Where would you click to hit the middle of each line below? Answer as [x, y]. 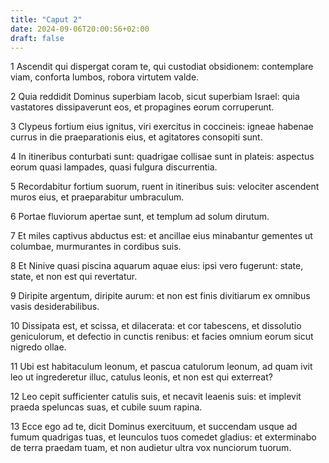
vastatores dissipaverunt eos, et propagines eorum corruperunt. [142, 107]
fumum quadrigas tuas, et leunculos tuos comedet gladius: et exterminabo [163, 437]
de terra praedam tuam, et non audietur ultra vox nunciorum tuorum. [151, 448]
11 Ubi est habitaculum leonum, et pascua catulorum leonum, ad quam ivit [161, 367]
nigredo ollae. [38, 347]
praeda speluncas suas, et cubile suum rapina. [106, 407]
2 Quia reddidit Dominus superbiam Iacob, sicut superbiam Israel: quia [155, 97]
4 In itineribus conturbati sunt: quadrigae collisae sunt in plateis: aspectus [162, 157]
